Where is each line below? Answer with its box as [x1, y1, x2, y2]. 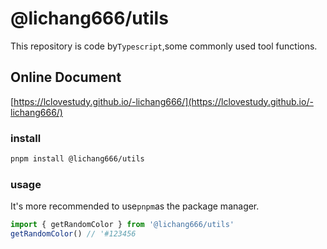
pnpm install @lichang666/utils [10, 154, 145, 164]
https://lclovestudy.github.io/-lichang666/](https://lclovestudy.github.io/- [13, 95, 314, 107]
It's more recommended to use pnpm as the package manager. [10, 200, 260, 212]
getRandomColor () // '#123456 [10, 229, 137, 239]
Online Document [10, 69, 122, 86]
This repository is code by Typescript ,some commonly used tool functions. [10, 40, 318, 52]
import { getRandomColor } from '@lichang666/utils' [10, 220, 235, 230]
